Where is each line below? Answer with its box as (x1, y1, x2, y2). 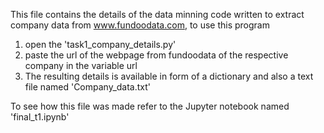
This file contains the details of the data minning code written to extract (10, 9, 305, 20)
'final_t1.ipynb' (10, 111, 70, 123)
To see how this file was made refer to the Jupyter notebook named (10, 100, 290, 112)
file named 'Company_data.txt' (24, 81, 152, 93)
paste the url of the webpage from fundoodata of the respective (24, 49, 289, 61)
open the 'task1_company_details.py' (24, 39, 177, 50)
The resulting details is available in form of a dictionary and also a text (24, 70, 314, 82)
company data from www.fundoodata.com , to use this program (10, 19, 270, 31)
